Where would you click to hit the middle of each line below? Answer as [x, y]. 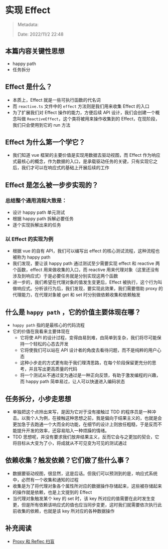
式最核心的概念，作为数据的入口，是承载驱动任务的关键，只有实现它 [83, 161]
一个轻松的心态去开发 [46, 344]
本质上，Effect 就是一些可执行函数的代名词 [57, 100]
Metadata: [28, 24]
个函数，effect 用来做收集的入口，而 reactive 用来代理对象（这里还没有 [86, 270]
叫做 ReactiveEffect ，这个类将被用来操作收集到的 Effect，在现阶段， [88, 119]
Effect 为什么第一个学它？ [45, 142]
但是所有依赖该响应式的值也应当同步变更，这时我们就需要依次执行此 [92, 504]
